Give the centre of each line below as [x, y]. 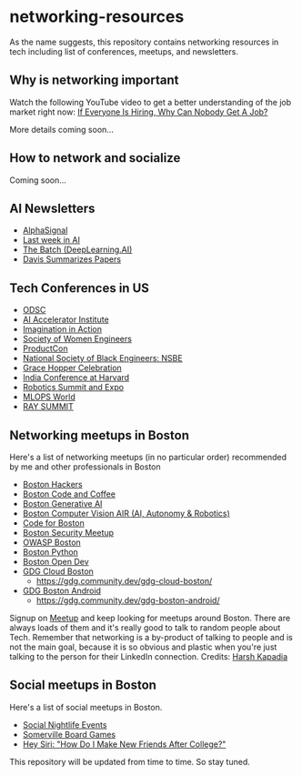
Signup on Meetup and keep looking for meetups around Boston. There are [150, 618]
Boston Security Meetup [68, 533]
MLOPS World [49, 397]
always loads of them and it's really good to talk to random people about [145, 628]
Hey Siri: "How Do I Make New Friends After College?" [124, 744]
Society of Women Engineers [77, 339]
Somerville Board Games [69, 734]
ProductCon [45, 348]
